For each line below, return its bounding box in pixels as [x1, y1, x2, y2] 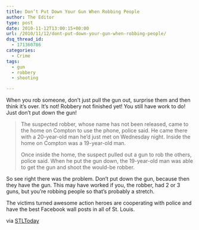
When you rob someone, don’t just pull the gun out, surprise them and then [6, 96, 191, 104]
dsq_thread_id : [6, 36, 44, 42]
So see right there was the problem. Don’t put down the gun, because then [6, 175, 189, 182]
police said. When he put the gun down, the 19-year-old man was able [20, 157, 194, 165]
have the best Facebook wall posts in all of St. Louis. [6, 206, 135, 213]
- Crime [11, 53, 31, 59]
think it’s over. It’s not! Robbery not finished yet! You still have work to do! [6, 103, 186, 110]
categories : [6, 48, 36, 53]
